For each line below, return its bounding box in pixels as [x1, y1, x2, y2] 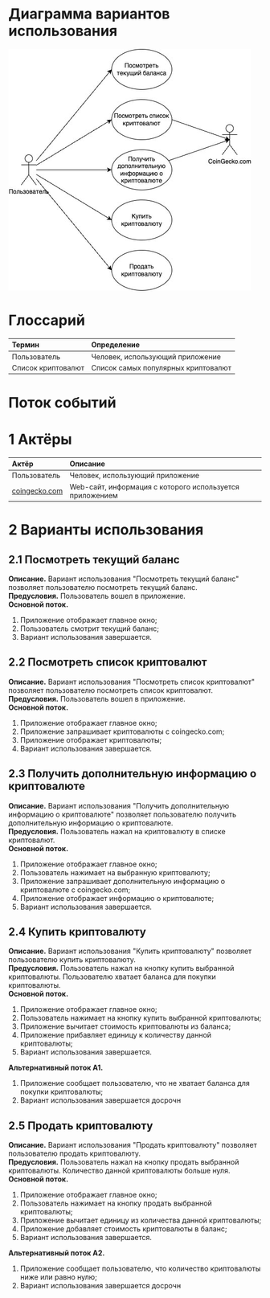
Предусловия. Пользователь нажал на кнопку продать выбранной [8, 1157, 239, 1167]
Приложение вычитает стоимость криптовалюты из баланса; [19, 1022, 231, 1031]
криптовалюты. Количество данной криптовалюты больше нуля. [8, 1166, 231, 1176]
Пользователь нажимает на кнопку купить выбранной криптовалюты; [19, 1013, 262, 1023]
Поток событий [8, 393, 117, 412]
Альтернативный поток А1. [8, 1063, 104, 1073]
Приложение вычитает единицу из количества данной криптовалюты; [19, 1215, 262, 1226]
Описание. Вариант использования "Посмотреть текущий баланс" [8, 574, 239, 583]
